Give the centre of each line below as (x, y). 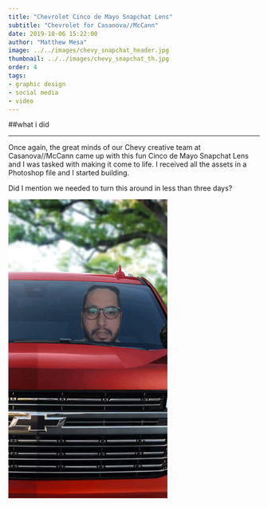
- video (21, 101)
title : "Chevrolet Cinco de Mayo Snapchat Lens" (91, 17)
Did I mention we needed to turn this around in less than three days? (120, 188)
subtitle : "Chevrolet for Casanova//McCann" (83, 25)
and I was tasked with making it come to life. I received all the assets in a (128, 164)
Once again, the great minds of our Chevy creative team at (104, 147)
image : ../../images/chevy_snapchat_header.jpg (89, 51)
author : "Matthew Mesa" (48, 42)
